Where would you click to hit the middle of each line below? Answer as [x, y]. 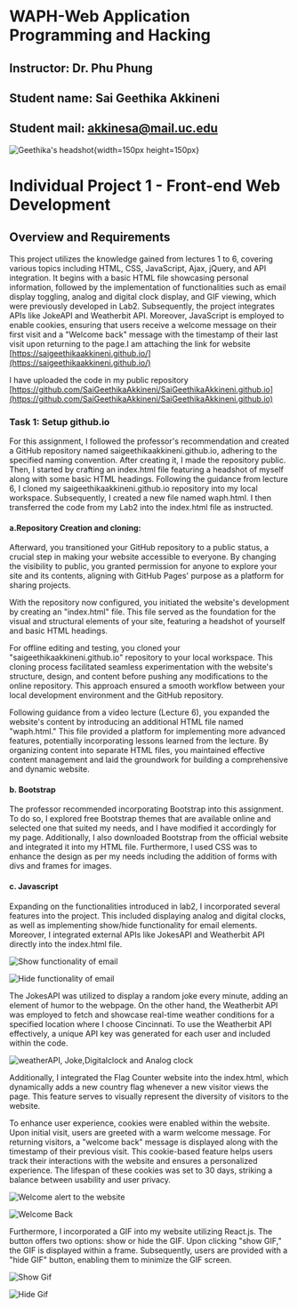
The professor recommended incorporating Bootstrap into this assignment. [147, 809]
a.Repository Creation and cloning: [75, 527]
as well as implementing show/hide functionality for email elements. [133, 925]
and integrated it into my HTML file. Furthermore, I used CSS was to [133, 847]
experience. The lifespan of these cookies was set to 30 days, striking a [141, 1170]
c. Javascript [34, 887]
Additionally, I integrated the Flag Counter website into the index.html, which [149, 1077]
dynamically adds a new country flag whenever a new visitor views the [139, 1087]
